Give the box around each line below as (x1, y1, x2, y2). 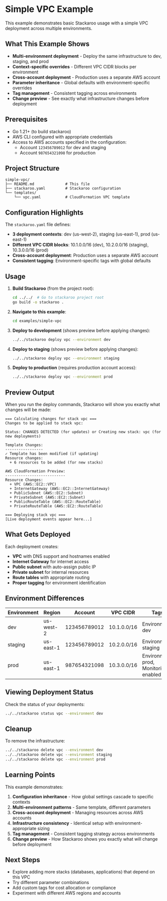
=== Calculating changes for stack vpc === (5, 417, 97, 422)
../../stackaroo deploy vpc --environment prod (12, 374, 113, 380)
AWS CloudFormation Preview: (5, 469, 66, 474)
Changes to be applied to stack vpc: (5, 421, 83, 426)
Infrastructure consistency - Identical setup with (12, 820, 114, 826)
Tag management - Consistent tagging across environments (12, 90, 137, 96)
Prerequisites (5, 115, 48, 124)
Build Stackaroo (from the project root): (12, 285, 94, 291)
